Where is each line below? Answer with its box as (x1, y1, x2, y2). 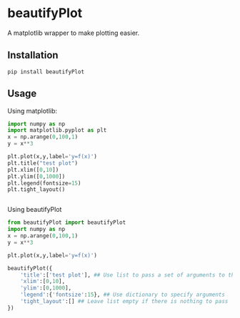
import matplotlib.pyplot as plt (7, 127, 107, 134)
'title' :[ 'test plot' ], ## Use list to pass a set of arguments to (20, 271, 225, 279)
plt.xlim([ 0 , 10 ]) (7, 166, 59, 173)
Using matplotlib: (7, 106, 58, 115)
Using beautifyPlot (7, 205, 62, 214)
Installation (7, 49, 59, 61)
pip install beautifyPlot (7, 68, 84, 76)
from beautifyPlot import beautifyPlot (7, 219, 126, 226)
